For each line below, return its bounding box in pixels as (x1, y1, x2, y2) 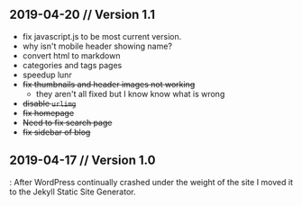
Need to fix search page (22, 117, 113, 128)
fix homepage (22, 107, 75, 118)
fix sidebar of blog (22, 126, 91, 138)
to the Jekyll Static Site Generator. (9, 186, 136, 197)
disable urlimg (22, 98, 77, 109)
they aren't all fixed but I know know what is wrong (35, 88, 225, 99)
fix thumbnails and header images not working (22, 78, 196, 89)
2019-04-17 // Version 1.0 (9, 153, 156, 168)
